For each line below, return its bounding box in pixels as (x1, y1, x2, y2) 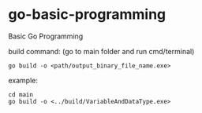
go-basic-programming (8, 5, 166, 24)
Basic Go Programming (8, 31, 84, 41)
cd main (8, 90, 34, 99)
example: (8, 75, 38, 85)
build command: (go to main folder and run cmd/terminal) (8, 46, 195, 56)
